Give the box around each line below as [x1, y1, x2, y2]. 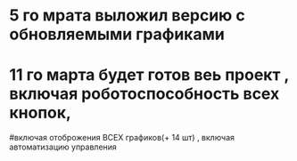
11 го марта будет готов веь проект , [9, 65, 290, 85]
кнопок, [9, 103, 71, 123]
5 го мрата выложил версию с [9, 5, 245, 26]
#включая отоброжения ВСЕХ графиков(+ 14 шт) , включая [9, 133, 235, 143]
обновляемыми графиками [9, 24, 225, 44]
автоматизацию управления [9, 141, 118, 152]
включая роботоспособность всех [9, 84, 280, 104]
